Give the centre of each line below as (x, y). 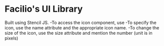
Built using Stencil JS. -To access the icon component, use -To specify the (81, 23)
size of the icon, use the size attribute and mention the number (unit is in (79, 33)
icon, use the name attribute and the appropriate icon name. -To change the (82, 27)
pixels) (11, 38)
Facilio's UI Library (44, 9)
